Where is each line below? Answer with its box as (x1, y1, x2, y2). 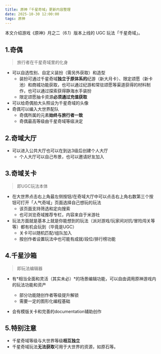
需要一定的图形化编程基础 (19, 298, 71, 304)
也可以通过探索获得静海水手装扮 (28, 88, 92, 94)
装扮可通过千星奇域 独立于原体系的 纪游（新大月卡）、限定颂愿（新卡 (19, 76, 153, 82)
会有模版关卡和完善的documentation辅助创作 (12, 308, 102, 314)
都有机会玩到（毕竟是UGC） (20, 224, 77, 230)
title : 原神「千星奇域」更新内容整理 (5, 7, 71, 12)
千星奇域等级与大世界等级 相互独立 (12, 338, 80, 344)
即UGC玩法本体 (16, 183, 48, 189)
